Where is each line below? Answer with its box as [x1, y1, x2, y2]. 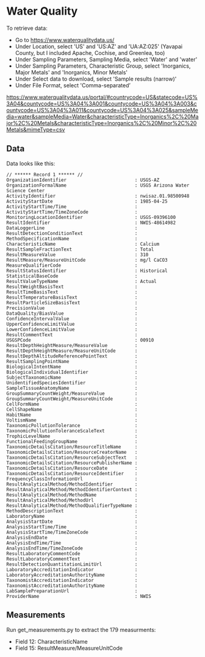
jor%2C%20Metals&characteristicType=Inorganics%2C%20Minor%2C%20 [6, 119, 197, 126]
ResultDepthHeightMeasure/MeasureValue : [6, 342, 138, 348]
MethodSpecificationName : [6, 235, 138, 242]
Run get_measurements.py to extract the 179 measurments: [6, 626, 156, 633]
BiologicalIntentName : [6, 364, 138, 370]
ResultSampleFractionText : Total [6, 246, 154, 253]
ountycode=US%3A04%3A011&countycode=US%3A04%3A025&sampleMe [6, 106, 198, 113]
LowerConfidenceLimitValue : [6, 326, 138, 332]
